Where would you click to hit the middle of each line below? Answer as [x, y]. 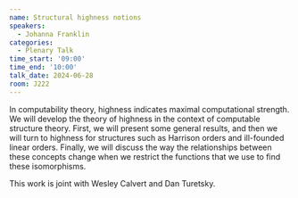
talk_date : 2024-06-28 [51, 76]
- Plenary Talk [46, 51]
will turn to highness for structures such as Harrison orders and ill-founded [147, 137]
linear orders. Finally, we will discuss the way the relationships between [141, 147]
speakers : [28, 26]
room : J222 [29, 84]
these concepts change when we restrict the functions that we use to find [145, 156]
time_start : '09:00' [48, 59]
